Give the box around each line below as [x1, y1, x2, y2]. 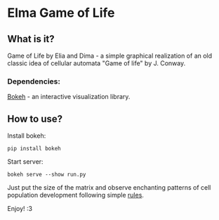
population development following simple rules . [7, 191, 144, 200]
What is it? [7, 33, 55, 45]
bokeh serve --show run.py [7, 171, 86, 179]
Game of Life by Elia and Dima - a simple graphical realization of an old [7, 51, 213, 60]
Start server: [7, 157, 44, 166]
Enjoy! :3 [7, 205, 33, 213]
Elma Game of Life [7, 5, 115, 21]
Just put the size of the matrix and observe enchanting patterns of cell [7, 183, 211, 192]
